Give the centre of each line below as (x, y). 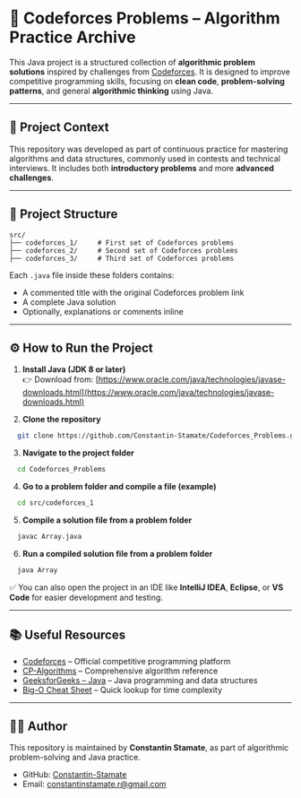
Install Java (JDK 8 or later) (74, 369)
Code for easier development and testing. (86, 597)
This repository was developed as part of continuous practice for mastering (149, 149)
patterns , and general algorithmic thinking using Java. (111, 91)
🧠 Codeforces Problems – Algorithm (145, 18)
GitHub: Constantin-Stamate (74, 775)
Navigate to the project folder (78, 453)
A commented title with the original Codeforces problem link (133, 292)
